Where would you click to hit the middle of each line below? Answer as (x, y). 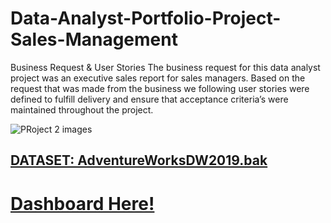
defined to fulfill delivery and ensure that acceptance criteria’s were (149, 99)
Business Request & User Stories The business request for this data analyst (165, 67)
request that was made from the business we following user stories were (160, 88)
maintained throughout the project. (82, 109)
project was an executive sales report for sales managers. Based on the (158, 78)
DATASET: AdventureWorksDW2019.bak (139, 160)
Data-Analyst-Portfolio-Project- (146, 18)
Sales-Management (94, 39)
